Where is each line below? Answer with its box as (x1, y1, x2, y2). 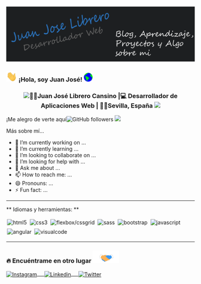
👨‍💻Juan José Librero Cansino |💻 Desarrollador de (29, 91, 178, 100)
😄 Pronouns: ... (14, 180, 54, 187)
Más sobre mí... (6, 127, 45, 135)
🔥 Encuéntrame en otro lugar (6, 256, 92, 265)
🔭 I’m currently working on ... (14, 139, 86, 146)
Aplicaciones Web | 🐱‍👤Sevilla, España (41, 101, 153, 109)
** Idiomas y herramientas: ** (6, 206, 80, 213)
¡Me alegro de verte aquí (6, 116, 67, 123)
